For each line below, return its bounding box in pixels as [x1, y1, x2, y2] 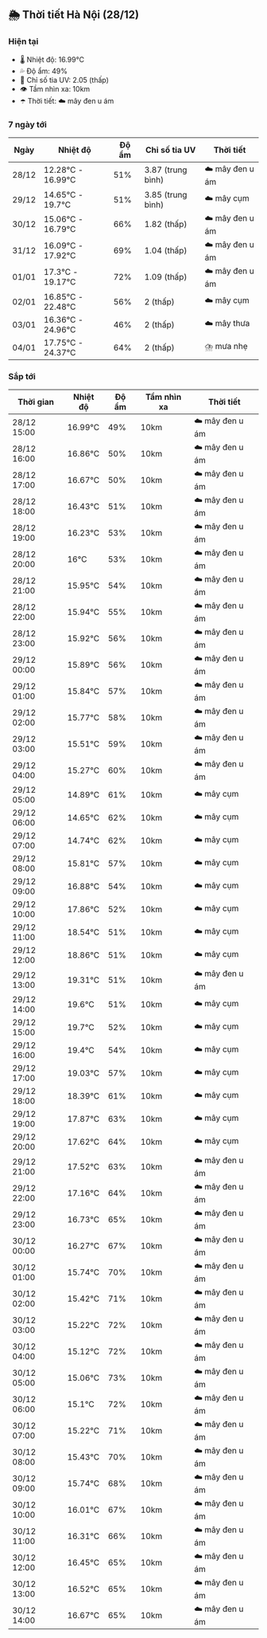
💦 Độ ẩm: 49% [19, 66, 68, 76]
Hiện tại [8, 36, 39, 47]
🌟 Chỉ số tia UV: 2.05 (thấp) [19, 75, 110, 84]
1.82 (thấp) [144, 219, 188, 230]
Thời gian [17, 397, 54, 408]
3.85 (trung [144, 189, 188, 200]
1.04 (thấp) [144, 245, 188, 257]
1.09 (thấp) [144, 272, 188, 283]
